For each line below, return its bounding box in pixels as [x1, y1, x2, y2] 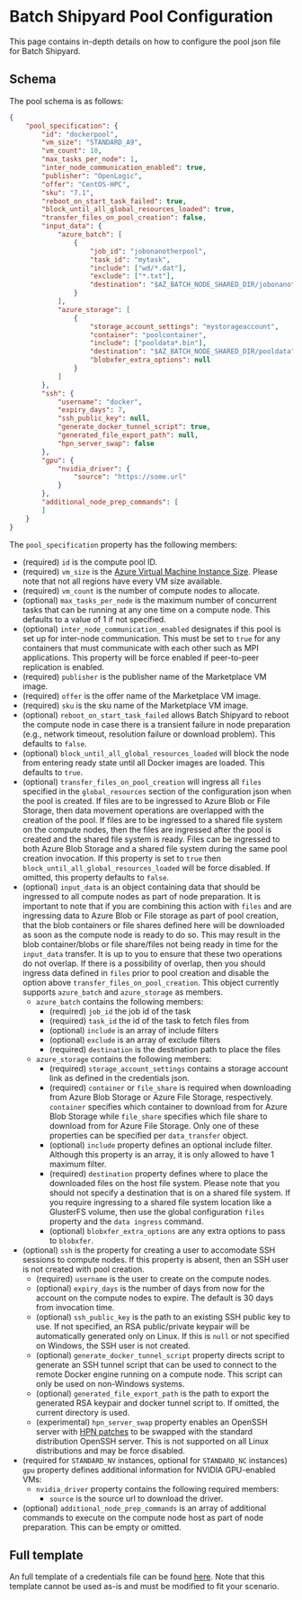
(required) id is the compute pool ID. [22, 556, 158, 568]
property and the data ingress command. [49, 1216, 204, 1227]
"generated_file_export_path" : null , [57, 431, 200, 440]
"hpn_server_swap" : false [57, 439, 155, 448]
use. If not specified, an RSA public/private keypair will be [35, 1320, 250, 1332]
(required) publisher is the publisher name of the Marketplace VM [22, 671, 267, 682]
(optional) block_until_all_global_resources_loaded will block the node [22, 747, 289, 758]
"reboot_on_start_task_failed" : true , [41, 196, 187, 206]
